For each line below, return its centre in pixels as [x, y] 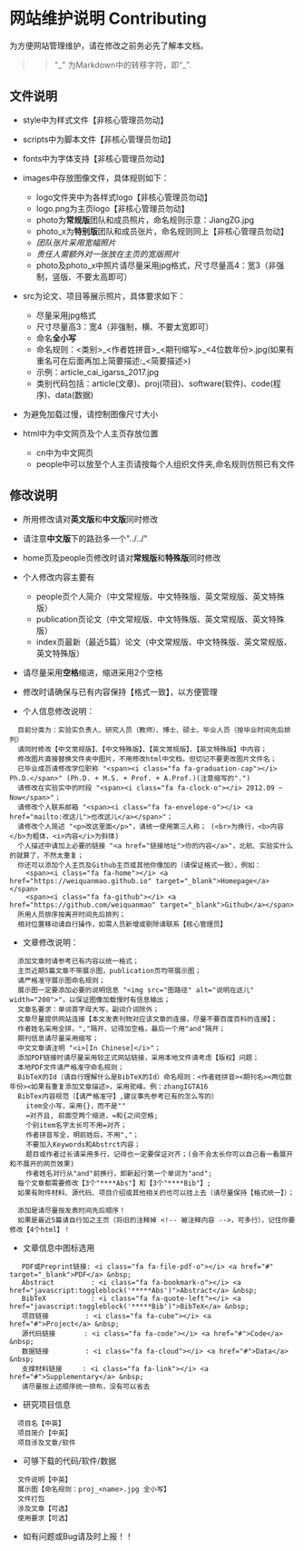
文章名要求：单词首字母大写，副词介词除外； [89, 1009]
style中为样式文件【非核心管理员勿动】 [95, 120]
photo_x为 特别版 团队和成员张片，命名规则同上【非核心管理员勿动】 [162, 231]
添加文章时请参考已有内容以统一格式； [78, 961]
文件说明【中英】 [45, 1479]
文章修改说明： [50, 942]
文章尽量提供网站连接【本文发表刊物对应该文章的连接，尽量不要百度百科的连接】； [148, 1019]
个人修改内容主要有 [59, 577]
